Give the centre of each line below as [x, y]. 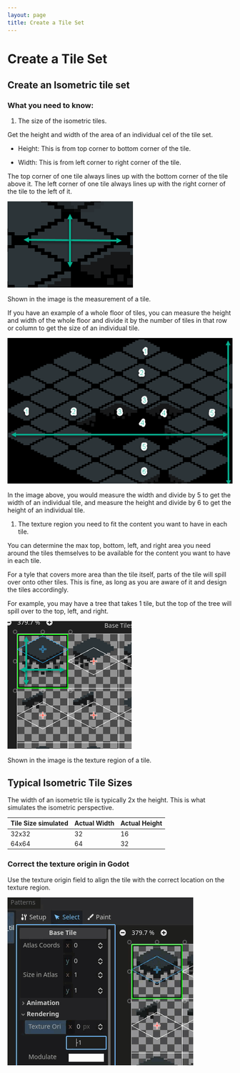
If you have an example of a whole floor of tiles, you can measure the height [119, 313]
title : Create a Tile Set [46, 23]
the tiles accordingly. [38, 590]
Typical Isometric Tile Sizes [70, 783]
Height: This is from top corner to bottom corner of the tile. [104, 149]
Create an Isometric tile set [69, 85]
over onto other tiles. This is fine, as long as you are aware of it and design [117, 582]
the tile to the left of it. [40, 191]
